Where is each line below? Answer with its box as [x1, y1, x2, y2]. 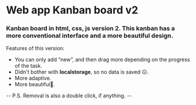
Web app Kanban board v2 [6, 3, 138, 17]
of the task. [14, 62, 42, 69]
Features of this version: [6, 45, 65, 52]
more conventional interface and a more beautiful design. [6, 32, 174, 40]
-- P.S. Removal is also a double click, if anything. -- [6, 92, 132, 99]
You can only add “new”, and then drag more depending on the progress [14, 56, 190, 63]
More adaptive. [14, 75, 52, 82]
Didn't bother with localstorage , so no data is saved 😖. [14, 68, 149, 76]
